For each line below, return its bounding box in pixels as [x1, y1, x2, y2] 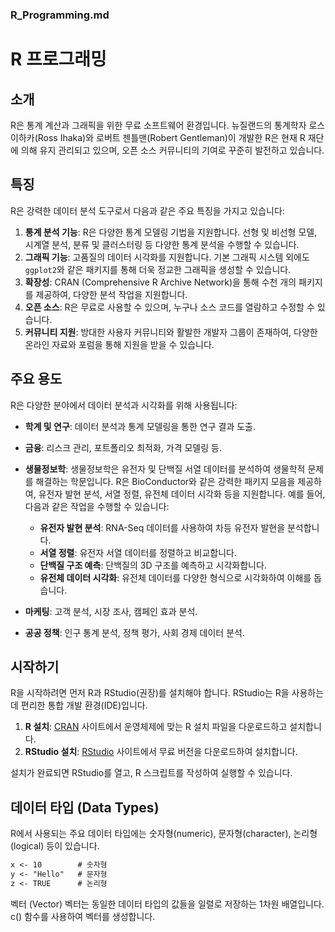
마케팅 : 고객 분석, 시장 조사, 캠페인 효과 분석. [24, 605, 198, 617]
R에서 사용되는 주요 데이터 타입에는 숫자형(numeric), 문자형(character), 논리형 [10, 828, 318, 840]
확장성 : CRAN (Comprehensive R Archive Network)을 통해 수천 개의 [24, 276, 297, 288]
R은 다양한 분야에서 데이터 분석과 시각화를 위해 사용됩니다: [10, 399, 238, 411]
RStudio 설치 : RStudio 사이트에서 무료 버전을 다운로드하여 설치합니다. [24, 746, 298, 758]
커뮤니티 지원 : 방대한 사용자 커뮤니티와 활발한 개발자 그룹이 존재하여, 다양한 [24, 326, 318, 338]
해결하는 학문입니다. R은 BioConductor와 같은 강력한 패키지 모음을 [35, 475, 296, 487]
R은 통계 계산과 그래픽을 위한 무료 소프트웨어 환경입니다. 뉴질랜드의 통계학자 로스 [10, 119, 326, 131]
